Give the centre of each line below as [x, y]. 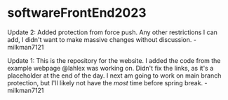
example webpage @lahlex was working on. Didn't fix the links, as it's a [110, 68]
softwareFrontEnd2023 [77, 13]
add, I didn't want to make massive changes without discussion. [100, 39]
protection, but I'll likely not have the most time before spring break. [105, 83]
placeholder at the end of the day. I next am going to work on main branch [114, 76]
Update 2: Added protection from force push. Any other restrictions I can [112, 32]
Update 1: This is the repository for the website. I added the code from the [114, 60]
